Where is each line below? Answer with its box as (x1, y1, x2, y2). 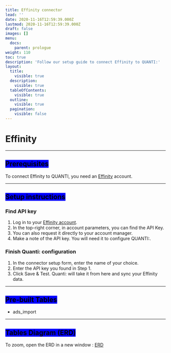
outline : (10, 97, 28, 102)
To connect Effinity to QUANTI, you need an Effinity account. (5, 173, 133, 179)
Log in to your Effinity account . (12, 219, 77, 226)
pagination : (10, 107, 36, 112)
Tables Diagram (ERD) (5, 328, 76, 337)
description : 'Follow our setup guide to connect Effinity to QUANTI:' (5, 59, 160, 65)
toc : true (5, 54, 26, 60)
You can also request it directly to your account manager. (12, 230, 133, 236)
